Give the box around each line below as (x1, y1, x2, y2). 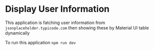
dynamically (5, 30, 30, 36)
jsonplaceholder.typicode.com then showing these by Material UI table (5, 25, 149, 30)
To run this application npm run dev (5, 39, 76, 45)
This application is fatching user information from (5, 20, 105, 25)
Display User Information (5, 3, 110, 15)
